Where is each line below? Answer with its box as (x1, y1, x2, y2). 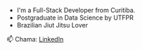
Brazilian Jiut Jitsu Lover (16, 21, 89, 29)
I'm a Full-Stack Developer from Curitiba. (16, 6, 136, 14)
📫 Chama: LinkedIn (6, 35, 64, 43)
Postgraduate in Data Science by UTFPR (16, 13, 134, 22)
